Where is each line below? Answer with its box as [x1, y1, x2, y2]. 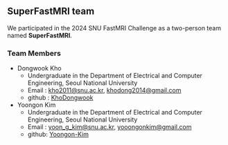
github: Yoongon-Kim [27, 130, 89, 139]
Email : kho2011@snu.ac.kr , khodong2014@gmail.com [27, 86, 182, 95]
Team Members [7, 48, 61, 58]
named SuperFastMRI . [7, 31, 73, 39]
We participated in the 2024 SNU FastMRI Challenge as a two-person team [7, 23, 222, 32]
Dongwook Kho [17, 64, 62, 72]
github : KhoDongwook [27, 93, 94, 102]
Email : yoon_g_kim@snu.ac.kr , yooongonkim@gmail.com [27, 123, 192, 131]
